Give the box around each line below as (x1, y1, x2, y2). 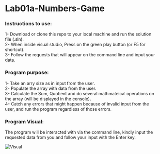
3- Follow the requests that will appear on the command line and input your (5, 52, 155, 58)
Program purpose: (5, 69, 49, 76)
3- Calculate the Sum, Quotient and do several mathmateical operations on (5, 90, 154, 96)
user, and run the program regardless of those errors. (5, 106, 112, 112)
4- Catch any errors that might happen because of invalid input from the (5, 101, 149, 107)
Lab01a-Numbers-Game (5, 3, 105, 14)
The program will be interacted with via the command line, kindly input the (5, 129, 153, 135)
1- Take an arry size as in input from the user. (5, 80, 96, 86)
